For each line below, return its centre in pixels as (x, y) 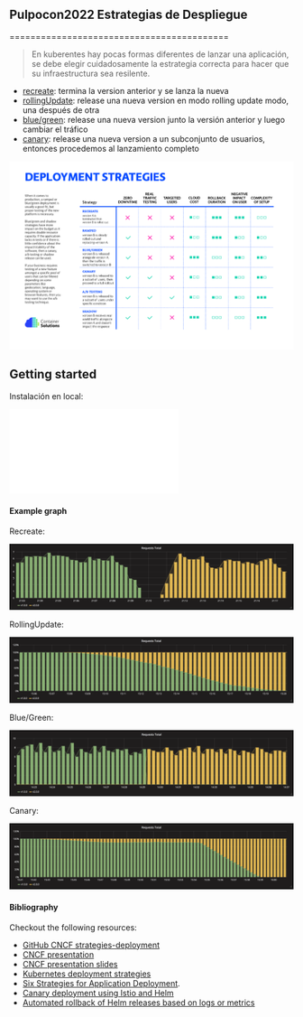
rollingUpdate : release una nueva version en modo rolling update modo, (156, 100)
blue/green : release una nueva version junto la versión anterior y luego (154, 119)
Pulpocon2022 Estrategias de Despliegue (129, 15)
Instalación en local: (46, 396)
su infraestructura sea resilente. (91, 73)
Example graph (38, 511)
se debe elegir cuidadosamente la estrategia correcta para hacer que (160, 63)
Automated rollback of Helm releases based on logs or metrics (138, 1003)
